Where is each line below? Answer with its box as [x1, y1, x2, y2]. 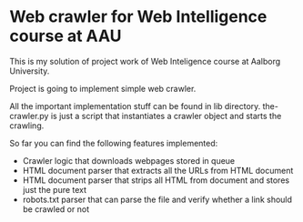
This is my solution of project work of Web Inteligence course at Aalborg [9, 55, 281, 66]
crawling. [9, 120, 45, 131]
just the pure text [22, 184, 87, 195]
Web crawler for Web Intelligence [9, 6, 268, 27]
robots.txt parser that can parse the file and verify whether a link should [22, 194, 293, 205]
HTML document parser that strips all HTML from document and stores [22, 175, 289, 186]
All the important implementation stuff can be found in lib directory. [9, 100, 261, 111]
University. [9, 66, 50, 76]
